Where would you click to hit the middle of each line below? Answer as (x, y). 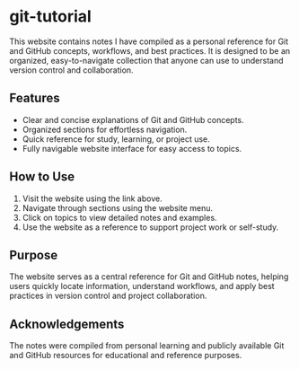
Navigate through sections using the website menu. (118, 207)
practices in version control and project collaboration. (108, 296)
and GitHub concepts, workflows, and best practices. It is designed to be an (150, 50)
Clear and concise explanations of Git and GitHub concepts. (133, 119)
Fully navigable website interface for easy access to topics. (132, 148)
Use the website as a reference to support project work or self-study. (150, 227)
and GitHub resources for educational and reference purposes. (126, 356)
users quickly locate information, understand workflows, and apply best (142, 286)
